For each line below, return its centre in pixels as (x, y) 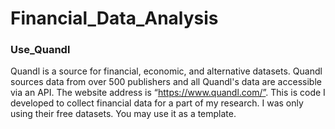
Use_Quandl (40, 50)
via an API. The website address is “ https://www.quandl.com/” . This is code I (168, 93)
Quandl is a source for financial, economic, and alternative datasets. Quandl (166, 71)
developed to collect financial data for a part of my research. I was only (157, 103)
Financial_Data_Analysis (114, 18)
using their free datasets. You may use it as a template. (123, 114)
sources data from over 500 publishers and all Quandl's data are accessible (166, 82)
